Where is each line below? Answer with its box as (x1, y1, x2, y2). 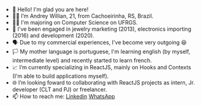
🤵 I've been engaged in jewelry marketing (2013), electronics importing (12, 25, 192, 32)
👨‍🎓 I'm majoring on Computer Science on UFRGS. (12, 19, 138, 26)
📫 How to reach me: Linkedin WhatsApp (12, 93, 115, 100)
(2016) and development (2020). (12, 32, 95, 39)
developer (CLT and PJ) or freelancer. (12, 86, 107, 93)
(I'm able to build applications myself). (12, 72, 109, 80)
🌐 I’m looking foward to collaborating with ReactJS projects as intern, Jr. (12, 79, 195, 86)
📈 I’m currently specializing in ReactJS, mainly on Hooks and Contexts (12, 64, 191, 70)
